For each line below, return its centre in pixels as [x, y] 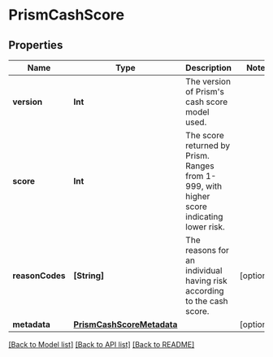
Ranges [200, 166]
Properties [36, 45]
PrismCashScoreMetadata [126, 324]
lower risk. [205, 227]
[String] [89, 276]
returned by [208, 146]
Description [209, 68]
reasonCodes [39, 276]
